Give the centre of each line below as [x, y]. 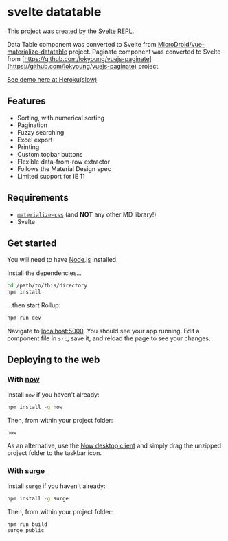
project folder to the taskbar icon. [54, 453]
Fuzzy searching [41, 132]
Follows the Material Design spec [64, 168]
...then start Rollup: [34, 305]
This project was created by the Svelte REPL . [71, 31]
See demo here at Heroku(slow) [52, 79]
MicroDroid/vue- [181, 44]
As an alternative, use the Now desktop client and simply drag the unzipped [114, 446]
